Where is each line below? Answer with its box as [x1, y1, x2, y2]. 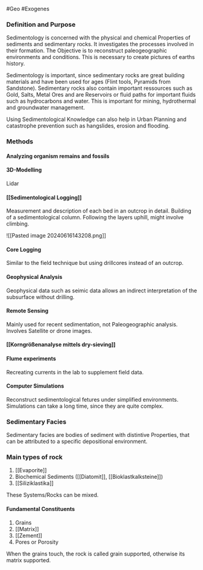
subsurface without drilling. [6, 293, 75, 300]
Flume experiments [6, 355, 56, 362]
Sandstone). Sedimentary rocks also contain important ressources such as [6, 84, 193, 92]
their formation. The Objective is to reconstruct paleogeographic [6, 47, 167, 54]
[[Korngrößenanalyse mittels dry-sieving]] [6, 341, 116, 348]
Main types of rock [6, 453, 63, 461]
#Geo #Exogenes [6, 5, 50, 12]
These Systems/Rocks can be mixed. [6, 492, 99, 499]
